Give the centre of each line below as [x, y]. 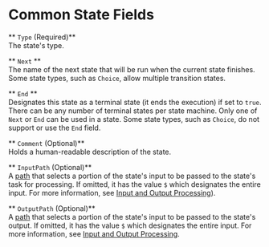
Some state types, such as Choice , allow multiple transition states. [117, 78]
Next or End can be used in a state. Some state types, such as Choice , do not [134, 119]
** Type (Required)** [42, 37]
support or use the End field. [55, 128]
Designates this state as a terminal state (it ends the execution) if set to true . [135, 102]
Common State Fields [82, 15]
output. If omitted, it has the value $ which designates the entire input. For [130, 225]
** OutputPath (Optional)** [52, 208]
